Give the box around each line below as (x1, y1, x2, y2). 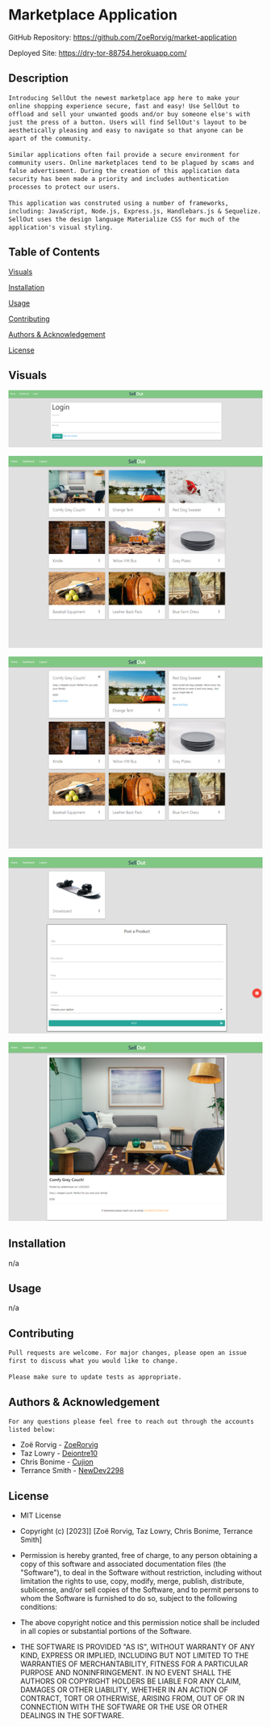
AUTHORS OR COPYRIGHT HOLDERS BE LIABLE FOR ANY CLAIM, (19, 1676, 241, 1686)
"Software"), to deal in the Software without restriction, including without (19, 1567, 262, 1577)
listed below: (8, 1425, 56, 1434)
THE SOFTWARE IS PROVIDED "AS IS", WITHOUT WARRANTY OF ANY (19, 1641, 256, 1651)
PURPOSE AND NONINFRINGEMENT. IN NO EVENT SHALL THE (19, 1667, 232, 1677)
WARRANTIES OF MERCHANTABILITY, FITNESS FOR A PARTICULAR (19, 1659, 248, 1669)
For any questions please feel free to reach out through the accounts (8, 1417, 254, 1426)
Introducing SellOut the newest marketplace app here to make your (8, 94, 240, 102)
